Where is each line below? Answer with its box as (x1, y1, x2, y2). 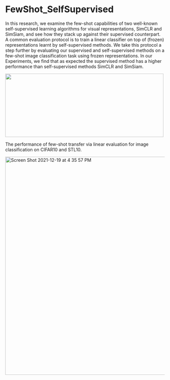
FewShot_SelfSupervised (5, 4, 114, 15)
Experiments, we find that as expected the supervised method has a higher (5, 58, 162, 64)
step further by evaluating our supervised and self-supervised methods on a (5, 47, 164, 53)
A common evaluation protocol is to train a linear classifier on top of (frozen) (5, 37, 164, 43)
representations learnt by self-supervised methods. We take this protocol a (5, 42, 162, 48)
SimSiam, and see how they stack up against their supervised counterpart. (5, 31, 161, 37)
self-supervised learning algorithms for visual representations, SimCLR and (5, 25, 162, 31)
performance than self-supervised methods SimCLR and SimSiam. (5, 63, 144, 70)
